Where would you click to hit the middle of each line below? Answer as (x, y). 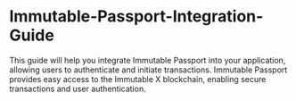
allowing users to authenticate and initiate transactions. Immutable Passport (148, 70)
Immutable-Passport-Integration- (136, 17)
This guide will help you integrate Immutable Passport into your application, (148, 60)
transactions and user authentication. (78, 88)
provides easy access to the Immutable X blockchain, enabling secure (138, 79)
